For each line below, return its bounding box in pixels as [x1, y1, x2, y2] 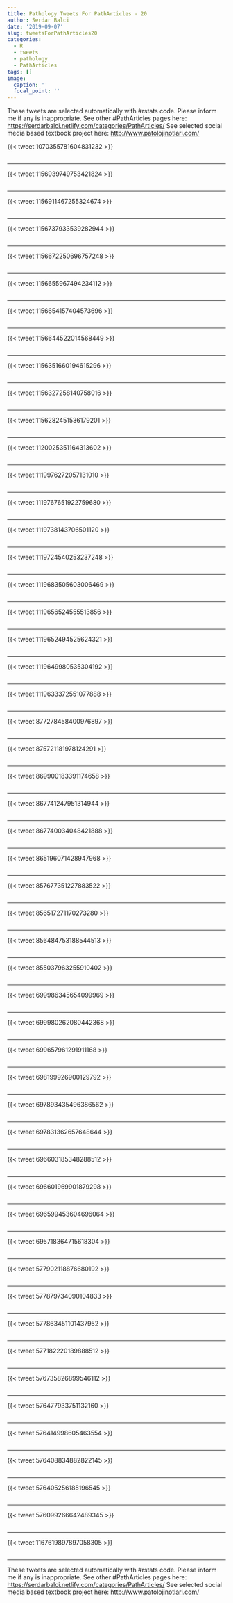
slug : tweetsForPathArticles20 [7, 29, 98, 37]
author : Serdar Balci [7, 17, 70, 24]
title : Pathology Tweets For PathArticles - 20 [7, 10, 148, 17]
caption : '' [13, 81, 49, 88]
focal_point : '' [13, 88, 60, 95]
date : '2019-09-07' [7, 23, 64, 30]
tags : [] [7, 68, 33, 75]
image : [7, 74, 26, 82]
